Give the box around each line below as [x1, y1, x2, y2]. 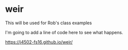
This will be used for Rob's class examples [5, 20, 92, 26]
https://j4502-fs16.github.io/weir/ [5, 39, 73, 45]
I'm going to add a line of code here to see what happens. [5, 29, 123, 35]
